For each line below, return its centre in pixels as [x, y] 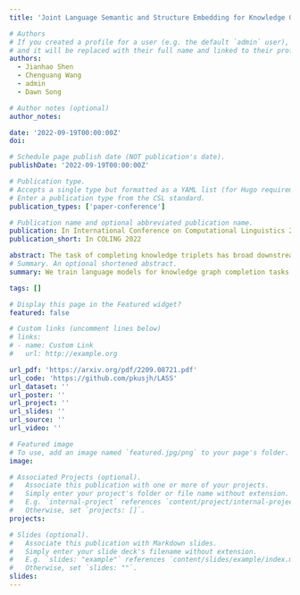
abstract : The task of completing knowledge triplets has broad [131, 256]
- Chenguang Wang [50, 76]
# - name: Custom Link [51, 345]
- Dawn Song [40, 92]
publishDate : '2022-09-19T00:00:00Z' [79, 166]
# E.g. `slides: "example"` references [87, 560]
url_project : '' [39, 404]
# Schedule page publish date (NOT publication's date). [117, 157]
